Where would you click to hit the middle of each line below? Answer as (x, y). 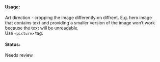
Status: (13, 44)
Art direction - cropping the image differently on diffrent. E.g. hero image (79, 18)
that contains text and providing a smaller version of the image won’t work (80, 23)
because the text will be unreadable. (42, 28)
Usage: (13, 7)
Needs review (19, 55)
